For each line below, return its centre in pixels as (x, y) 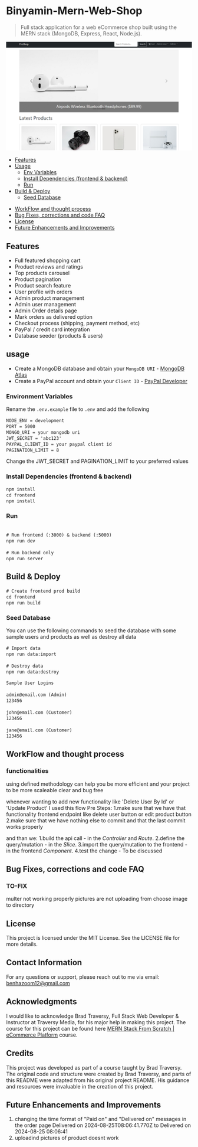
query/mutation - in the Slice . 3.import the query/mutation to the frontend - (97, 844)
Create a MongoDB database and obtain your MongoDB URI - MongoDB (99, 368)
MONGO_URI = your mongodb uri (43, 433)
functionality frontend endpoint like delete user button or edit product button (99, 814)
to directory (20, 905)
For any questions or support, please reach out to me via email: (83, 977)
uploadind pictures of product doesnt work (67, 1138)
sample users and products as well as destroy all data (71, 636)
